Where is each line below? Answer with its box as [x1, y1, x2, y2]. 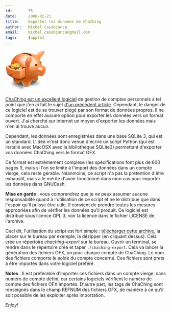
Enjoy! [5, 302, 19, 308]
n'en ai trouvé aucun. [5, 123, 50, 129]
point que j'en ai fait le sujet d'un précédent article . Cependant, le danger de [5, 102, 166, 107]
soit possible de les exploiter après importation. [5, 292, 105, 298]
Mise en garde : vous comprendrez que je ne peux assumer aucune [5, 191, 148, 197]
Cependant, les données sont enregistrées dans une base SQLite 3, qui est [5, 133, 163, 139]
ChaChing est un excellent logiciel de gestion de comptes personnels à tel [5, 96, 161, 102]
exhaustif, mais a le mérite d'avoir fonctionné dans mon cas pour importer [5, 176, 161, 181]
